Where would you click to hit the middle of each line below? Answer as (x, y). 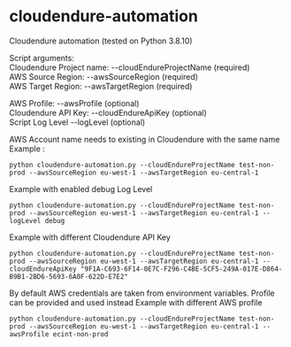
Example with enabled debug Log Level (81, 189)
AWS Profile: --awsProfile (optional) (74, 103)
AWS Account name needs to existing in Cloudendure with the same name (145, 139)
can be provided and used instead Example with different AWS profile (136, 302)
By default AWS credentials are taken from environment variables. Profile (142, 293)
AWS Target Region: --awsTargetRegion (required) (101, 86)
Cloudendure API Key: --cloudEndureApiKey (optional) (108, 112)
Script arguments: (42, 58)
